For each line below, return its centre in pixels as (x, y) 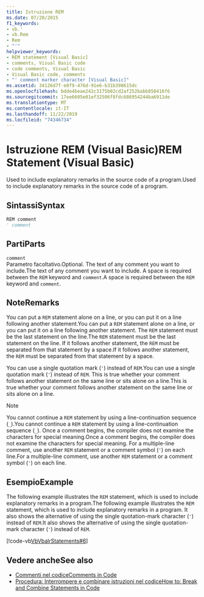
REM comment (21, 220)
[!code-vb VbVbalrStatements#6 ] (47, 541)
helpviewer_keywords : (34, 52)
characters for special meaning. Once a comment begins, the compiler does (101, 437)
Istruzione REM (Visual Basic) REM (94, 150)
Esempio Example (40, 482)
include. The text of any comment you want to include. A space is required (99, 270)
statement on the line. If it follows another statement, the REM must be (93, 343)
